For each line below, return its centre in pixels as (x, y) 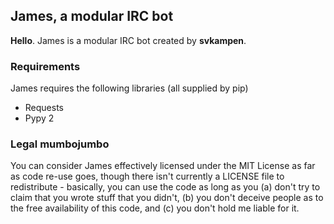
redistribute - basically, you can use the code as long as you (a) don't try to (165, 187)
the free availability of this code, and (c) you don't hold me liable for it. (155, 208)
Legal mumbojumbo (60, 144)
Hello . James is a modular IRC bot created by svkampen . (128, 40)
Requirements (45, 66)
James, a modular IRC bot (92, 16)
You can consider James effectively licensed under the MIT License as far (163, 166)
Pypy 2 (39, 118)
